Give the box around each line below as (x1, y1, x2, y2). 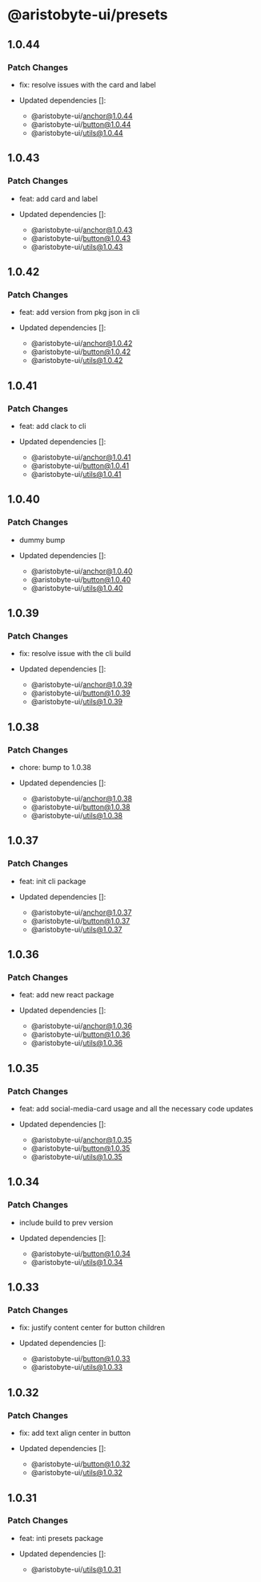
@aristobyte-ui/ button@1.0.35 (30, 1144, 130, 1153)
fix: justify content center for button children (18, 1323, 166, 1332)
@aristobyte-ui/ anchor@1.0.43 (30, 225, 133, 234)
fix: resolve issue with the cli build (18, 649, 131, 658)
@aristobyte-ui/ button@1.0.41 (30, 460, 130, 471)
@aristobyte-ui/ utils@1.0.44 (30, 128, 123, 137)
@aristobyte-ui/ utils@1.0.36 (30, 1038, 123, 1048)
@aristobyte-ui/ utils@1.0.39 (30, 697, 123, 707)
